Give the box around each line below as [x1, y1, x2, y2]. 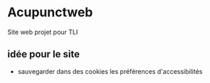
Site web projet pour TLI [7, 28, 78, 36]
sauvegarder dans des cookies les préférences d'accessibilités [17, 67, 203, 75]
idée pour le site [7, 48, 80, 60]
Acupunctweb [7, 4, 93, 21]
